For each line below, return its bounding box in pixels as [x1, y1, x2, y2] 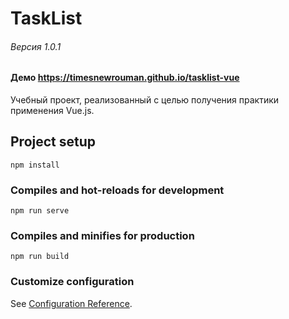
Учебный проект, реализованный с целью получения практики [10, 94, 280, 106]
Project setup [10, 133, 97, 151]
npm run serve [10, 206, 70, 216]
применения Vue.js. [10, 105, 95, 116]
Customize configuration [10, 275, 135, 289]
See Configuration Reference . [10, 297, 133, 309]
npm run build [10, 252, 70, 262]
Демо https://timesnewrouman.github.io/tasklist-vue [10, 72, 240, 84]
